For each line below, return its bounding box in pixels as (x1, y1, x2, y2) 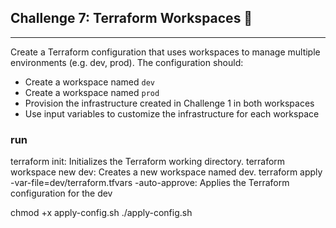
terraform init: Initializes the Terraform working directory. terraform (10, 156, 286, 168)
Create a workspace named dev (24, 76, 155, 88)
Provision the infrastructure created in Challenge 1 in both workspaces (24, 97, 315, 109)
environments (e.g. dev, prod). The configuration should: (10, 56, 244, 68)
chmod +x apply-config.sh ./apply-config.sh (10, 207, 193, 219)
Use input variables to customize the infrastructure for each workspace (24, 107, 320, 120)
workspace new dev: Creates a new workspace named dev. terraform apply (10, 166, 323, 178)
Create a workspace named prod (24, 86, 160, 98)
